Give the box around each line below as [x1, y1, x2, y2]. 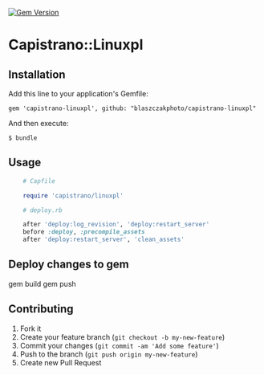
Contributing [8, 302, 74, 316]
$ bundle [8, 134, 38, 142]
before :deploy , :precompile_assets [22, 228, 146, 236]
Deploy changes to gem [8, 258, 130, 271]
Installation [8, 67, 66, 81]
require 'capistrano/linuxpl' [22, 191, 124, 200]
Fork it [19, 324, 42, 333]
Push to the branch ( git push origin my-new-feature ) [19, 349, 198, 359]
